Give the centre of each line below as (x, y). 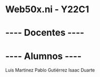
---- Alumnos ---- (43, 56)
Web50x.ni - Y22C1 (47, 9)
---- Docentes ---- (45, 33)
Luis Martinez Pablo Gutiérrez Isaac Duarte (50, 70)
